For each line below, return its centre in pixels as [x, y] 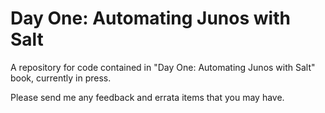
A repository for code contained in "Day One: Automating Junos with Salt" [163, 67]
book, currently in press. [61, 78]
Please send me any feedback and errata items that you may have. [147, 97]
